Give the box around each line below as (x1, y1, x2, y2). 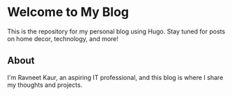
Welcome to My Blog (7, 4, 130, 20)
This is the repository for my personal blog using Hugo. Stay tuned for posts (7, 27, 226, 35)
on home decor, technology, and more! (7, 34, 118, 42)
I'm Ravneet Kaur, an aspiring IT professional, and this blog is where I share (7, 73, 224, 81)
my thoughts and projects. (7, 81, 83, 89)
